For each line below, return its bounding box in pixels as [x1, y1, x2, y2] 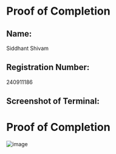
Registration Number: [6, 62, 90, 72]
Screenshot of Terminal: [6, 96, 100, 107]
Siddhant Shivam [6, 44, 49, 52]
